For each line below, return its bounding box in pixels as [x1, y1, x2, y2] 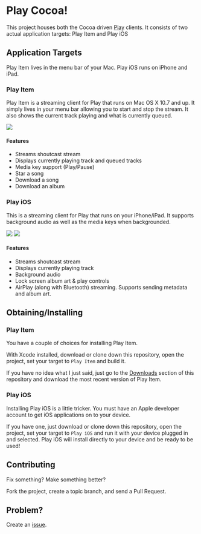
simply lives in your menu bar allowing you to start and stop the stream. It [6, 105, 189, 113]
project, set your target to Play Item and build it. [6, 358, 126, 365]
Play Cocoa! [6, 4, 68, 18]
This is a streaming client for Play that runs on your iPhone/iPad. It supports [6, 211, 194, 219]
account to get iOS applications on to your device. [6, 411, 131, 418]
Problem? [6, 505, 43, 515]
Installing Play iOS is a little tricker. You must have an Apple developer [6, 404, 180, 412]
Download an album [14, 183, 65, 190]
